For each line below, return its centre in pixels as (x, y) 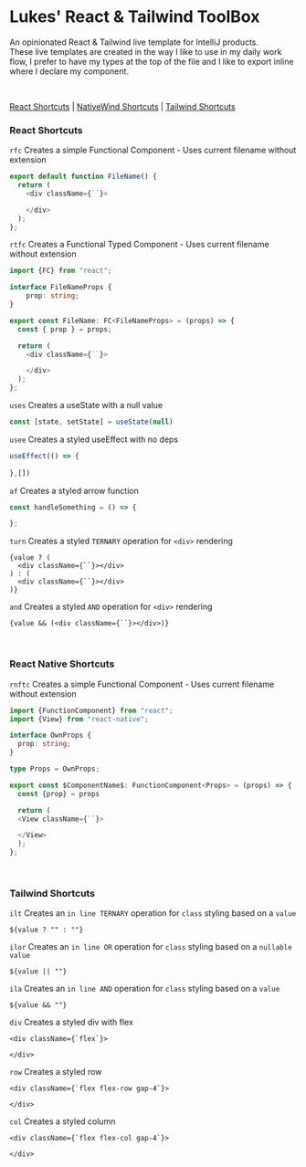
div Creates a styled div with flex (72, 1022)
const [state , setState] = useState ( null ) (91, 422)
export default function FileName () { (83, 177)
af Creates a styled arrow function (74, 490)
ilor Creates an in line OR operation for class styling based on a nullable (151, 947)
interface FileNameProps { (61, 288)
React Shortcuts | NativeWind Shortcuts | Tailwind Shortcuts (122, 106)
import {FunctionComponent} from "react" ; (91, 710)
